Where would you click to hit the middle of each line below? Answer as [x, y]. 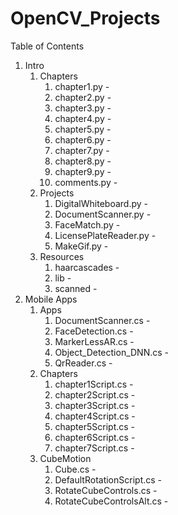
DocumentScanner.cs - [102, 320]
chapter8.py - [83, 161]
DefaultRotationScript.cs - [108, 479]
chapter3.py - [83, 108]
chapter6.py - [83, 139]
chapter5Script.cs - [95, 426]
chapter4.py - [83, 118]
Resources [62, 256]
